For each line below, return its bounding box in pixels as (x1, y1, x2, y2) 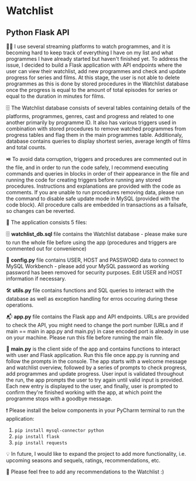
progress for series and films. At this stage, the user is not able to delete (6, 74, 180, 81)
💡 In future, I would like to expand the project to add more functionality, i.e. (6, 451, 186, 457)
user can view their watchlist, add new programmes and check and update (6, 68, 186, 74)
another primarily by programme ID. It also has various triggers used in (6, 119, 177, 126)
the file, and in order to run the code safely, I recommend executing (6, 164, 169, 171)
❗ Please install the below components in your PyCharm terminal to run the (6, 407, 185, 414)
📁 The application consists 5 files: (6, 219, 88, 226)
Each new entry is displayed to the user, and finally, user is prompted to (6, 383, 178, 390)
